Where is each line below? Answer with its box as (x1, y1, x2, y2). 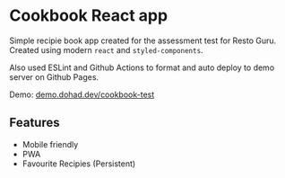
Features (9, 115, 60, 130)
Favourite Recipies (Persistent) (22, 158, 136, 169)
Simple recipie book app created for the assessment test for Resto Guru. (9, 35, 277, 46)
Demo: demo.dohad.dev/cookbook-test (9, 89, 155, 100)
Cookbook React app (9, 5, 168, 26)
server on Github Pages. (9, 71, 99, 82)
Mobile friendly (22, 138, 79, 149)
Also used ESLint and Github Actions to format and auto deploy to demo (9, 62, 275, 73)
